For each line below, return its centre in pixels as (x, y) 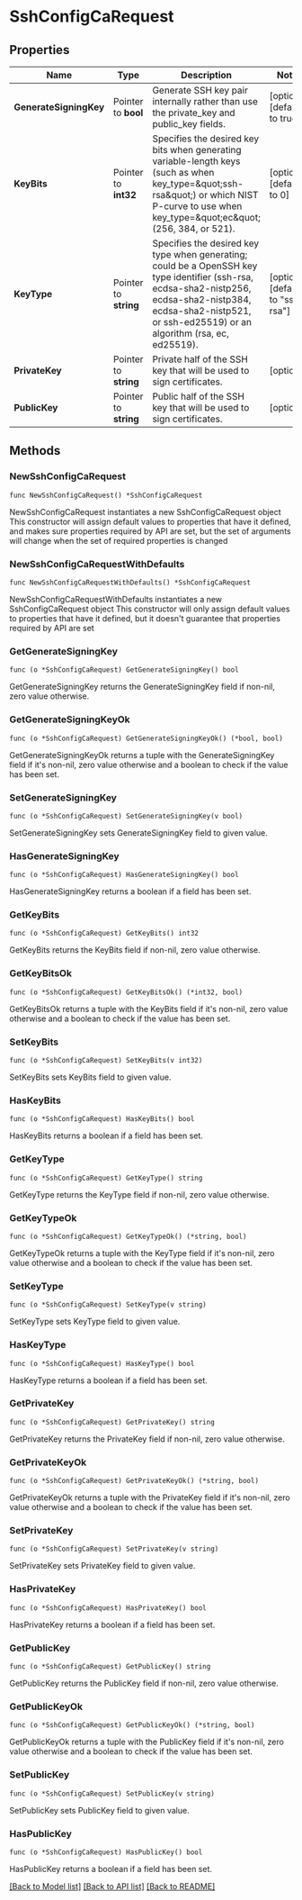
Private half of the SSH (200, 359)
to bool (128, 113)
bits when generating (197, 150)
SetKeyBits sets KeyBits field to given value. (90, 1077)
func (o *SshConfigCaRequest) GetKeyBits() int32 (104, 934)
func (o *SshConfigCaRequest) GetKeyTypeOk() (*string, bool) (128, 1236)
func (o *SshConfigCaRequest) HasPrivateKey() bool (108, 1608)
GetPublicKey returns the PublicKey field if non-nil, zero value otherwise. (144, 1683)
